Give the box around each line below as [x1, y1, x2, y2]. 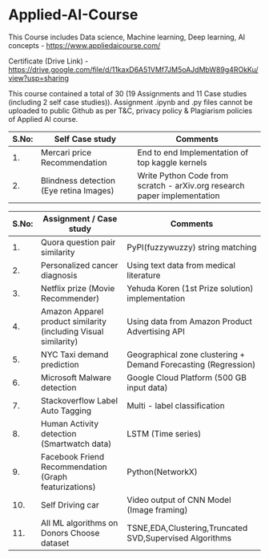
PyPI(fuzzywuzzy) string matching [126, 241, 257, 253]
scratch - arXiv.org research [137, 180, 245, 191]
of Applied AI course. [8, 114, 78, 124]
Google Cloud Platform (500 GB [126, 371, 247, 383]
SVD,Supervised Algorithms [126, 532, 232, 543]
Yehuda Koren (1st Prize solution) [126, 282, 254, 294]
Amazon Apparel [41, 306, 104, 317]
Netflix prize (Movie [41, 282, 115, 294]
